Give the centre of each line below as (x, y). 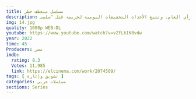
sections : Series (27, 87)
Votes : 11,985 (28, 66)
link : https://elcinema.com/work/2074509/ (64, 71)
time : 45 (17, 44)
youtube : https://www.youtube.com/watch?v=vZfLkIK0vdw (74, 33)
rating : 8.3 (26, 60)
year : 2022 (19, 38)
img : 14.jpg (20, 22)
